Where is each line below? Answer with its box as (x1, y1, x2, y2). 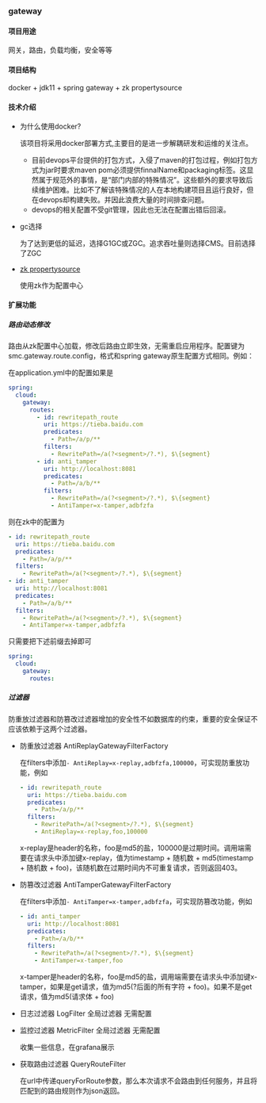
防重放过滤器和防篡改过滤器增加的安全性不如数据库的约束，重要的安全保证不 (8, 714, 258, 723)
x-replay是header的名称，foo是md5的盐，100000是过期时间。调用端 (19, 843, 245, 852)
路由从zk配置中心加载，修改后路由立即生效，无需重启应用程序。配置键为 (8, 341, 245, 350)
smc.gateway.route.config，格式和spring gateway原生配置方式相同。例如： (8, 351, 255, 361)
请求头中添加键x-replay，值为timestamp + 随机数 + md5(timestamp (33, 852, 254, 862)
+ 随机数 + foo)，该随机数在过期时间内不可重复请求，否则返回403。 (19, 863, 242, 872)
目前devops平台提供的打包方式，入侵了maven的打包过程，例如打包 (31, 155, 251, 164)
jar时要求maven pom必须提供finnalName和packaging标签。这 (45, 165, 247, 174)
